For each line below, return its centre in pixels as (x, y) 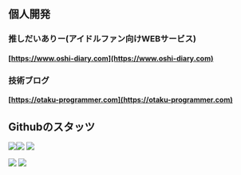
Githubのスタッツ (52, 127)
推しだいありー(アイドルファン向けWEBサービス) (103, 39)
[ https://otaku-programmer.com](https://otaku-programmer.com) (120, 100)
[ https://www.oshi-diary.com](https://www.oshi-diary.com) (111, 58)
